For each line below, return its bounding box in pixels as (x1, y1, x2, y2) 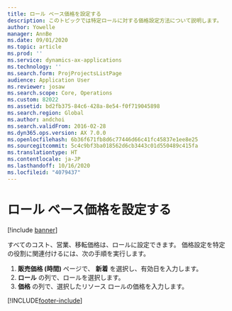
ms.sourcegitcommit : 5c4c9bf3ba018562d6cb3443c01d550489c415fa (7, 143, 199, 150)
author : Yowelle (7, 23, 55, 31)
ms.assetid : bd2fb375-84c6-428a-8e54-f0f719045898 (7, 103, 160, 110)
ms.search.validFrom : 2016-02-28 (7, 122, 106, 130)
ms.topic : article (7, 43, 62, 50)
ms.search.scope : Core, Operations (7, 89, 113, 97)
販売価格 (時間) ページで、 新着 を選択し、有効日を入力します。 (17, 264, 203, 273)
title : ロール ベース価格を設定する (7, 10, 101, 18)
